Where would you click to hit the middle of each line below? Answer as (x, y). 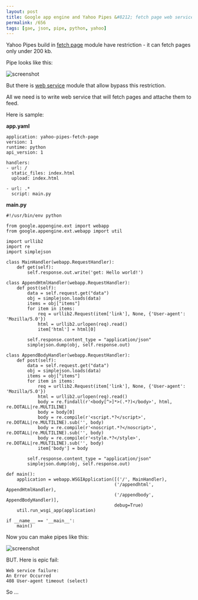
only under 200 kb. (29, 51)
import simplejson (29, 252)
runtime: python (26, 147)
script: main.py (31, 194)
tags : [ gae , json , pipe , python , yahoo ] (57, 28)
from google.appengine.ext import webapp (58, 226)
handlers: (18, 163)
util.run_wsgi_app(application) (56, 511)
